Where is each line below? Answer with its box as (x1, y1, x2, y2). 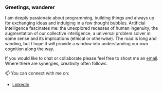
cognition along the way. (5, 46, 54, 52)
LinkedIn (12, 82, 30, 88)
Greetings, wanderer (5, 4, 55, 11)
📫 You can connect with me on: (5, 70, 70, 76)
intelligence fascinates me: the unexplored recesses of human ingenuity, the (5, 25, 158, 31)
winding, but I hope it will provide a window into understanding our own (5, 41, 148, 47)
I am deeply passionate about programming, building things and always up (5, 15, 155, 21)
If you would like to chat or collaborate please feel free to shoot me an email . (5, 55, 159, 61)
